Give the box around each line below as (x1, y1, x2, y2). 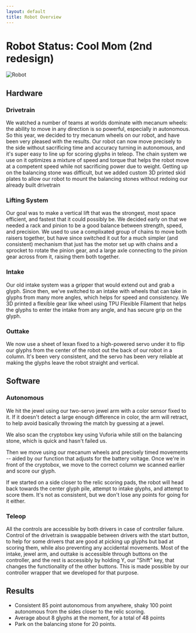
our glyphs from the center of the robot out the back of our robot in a (6, 347, 173, 354)
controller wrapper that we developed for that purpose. (6, 569, 139, 576)
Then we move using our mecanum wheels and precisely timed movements (6, 449, 188, 456)
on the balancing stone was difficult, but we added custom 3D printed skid (6, 169, 186, 176)
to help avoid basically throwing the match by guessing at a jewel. (6, 419, 165, 426)
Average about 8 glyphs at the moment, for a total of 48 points (14, 614, 166, 621)
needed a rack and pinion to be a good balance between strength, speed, (6, 222, 183, 229)
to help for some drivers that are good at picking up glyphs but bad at (6, 538, 174, 545)
